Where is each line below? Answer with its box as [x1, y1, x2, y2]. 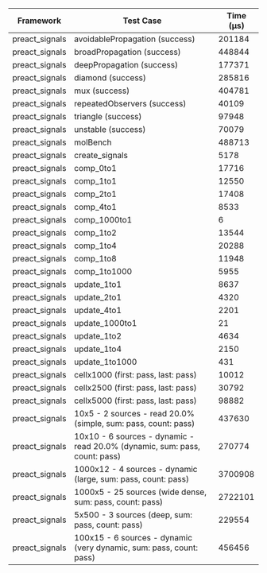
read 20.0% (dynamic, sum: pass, [74, 441, 201, 451]
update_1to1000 [74, 357, 137, 367]
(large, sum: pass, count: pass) [74, 474, 189, 484]
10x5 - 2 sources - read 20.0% [74, 408, 195, 419]
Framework [17, 15, 62, 26]
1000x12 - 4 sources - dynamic [74, 464, 198, 474]
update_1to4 [74, 343, 122, 354]
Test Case [122, 15, 162, 26]
